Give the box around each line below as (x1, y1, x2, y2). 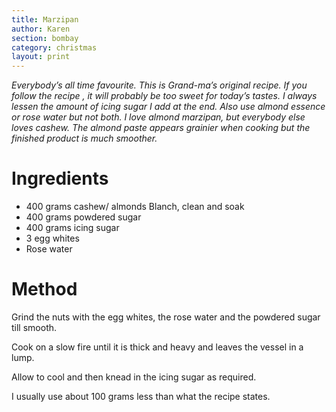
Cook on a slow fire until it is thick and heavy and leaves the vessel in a (11, 341, 304, 353)
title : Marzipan (11, 14, 79, 25)
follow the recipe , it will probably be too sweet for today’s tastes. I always (11, 90, 318, 102)
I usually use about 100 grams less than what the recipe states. (11, 391, 271, 402)
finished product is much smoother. (11, 132, 158, 145)
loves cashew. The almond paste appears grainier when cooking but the (11, 122, 311, 134)
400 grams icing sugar (25, 222, 120, 234)
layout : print (11, 52, 71, 62)
